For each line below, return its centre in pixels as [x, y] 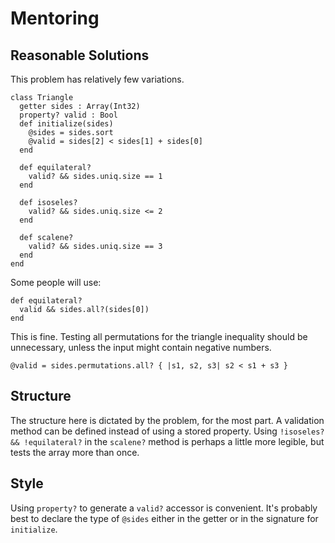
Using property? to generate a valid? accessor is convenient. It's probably [164, 508]
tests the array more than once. [75, 452]
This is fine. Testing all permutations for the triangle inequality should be [159, 336]
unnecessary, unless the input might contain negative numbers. [141, 347]
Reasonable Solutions [80, 55]
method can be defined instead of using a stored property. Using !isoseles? [167, 431]
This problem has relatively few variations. [97, 79]
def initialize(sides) [66, 124]
